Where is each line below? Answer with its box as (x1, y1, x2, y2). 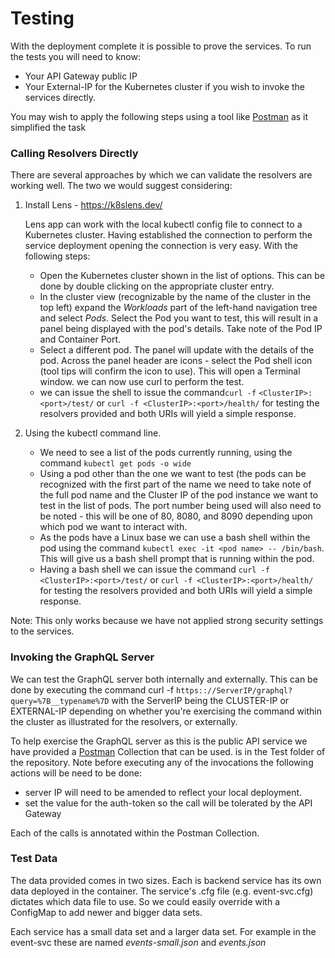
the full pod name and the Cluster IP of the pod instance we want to (39, 489, 319, 501)
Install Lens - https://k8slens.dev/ (24, 199, 163, 211)
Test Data (10, 852, 58, 866)
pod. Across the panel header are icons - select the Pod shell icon (39, 355, 313, 367)
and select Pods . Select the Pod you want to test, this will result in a (39, 312, 319, 324)
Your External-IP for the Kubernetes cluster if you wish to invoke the (24, 80, 306, 92)
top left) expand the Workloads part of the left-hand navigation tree (39, 302, 318, 314)
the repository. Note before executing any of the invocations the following (10, 756, 314, 768)
